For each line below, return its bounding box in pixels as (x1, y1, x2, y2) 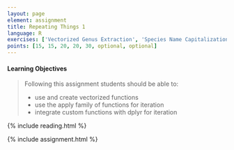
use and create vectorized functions (34, 93, 139, 102)
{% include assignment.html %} (7, 135, 99, 144)
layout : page (7, 10, 45, 17)
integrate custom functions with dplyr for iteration (34, 108, 178, 117)
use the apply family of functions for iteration (34, 100, 164, 109)
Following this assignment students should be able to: (24, 80, 179, 88)
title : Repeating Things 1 (7, 23, 86, 30)
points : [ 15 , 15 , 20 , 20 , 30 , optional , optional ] (7, 43, 157, 50)
